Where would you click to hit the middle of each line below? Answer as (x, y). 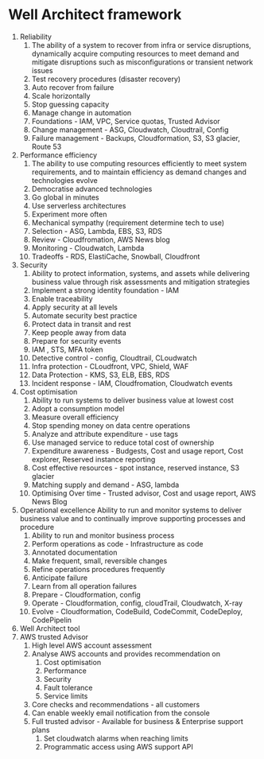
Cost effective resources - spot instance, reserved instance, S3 (136, 468)
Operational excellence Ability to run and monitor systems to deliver (131, 510)
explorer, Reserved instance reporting (93, 459)
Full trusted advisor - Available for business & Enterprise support (138, 721)
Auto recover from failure (73, 87)
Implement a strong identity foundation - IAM (105, 290)
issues (42, 70)
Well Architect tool (50, 628)
